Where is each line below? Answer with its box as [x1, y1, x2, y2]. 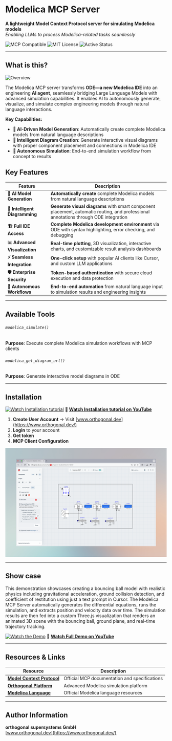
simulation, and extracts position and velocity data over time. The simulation [5, 607, 166, 613]
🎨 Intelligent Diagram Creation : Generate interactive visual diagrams [12, 137, 158, 143]
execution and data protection [50, 275, 114, 281]
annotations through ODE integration [50, 214, 128, 220]
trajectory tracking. [5, 623, 46, 629]
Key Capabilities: [5, 116, 42, 122]
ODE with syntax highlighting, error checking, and [50, 226, 155, 232]
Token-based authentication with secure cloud [50, 270, 153, 276]
